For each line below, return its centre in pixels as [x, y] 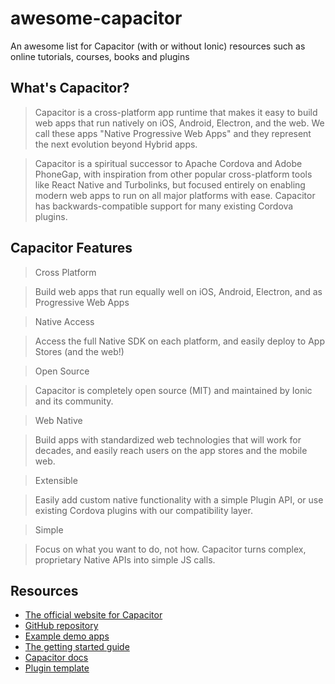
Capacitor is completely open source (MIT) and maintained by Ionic [173, 390]
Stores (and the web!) [79, 351]
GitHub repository [61, 626]
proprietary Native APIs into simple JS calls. [125, 559]
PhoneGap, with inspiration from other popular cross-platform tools [173, 174]
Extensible [56, 480]
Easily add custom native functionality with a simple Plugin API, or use [179, 499]
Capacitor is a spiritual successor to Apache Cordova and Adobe [168, 163]
